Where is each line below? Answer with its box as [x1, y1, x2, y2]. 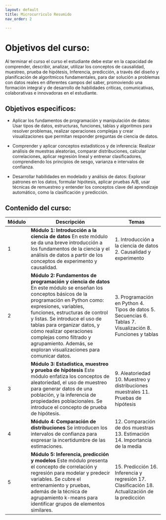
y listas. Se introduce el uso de [30, 315, 102, 322]
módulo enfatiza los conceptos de [30, 372, 110, 379]
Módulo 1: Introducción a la [30, 226, 97, 233]
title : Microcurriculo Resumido [5, 12, 72, 17]
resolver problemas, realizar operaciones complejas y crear [12, 128, 134, 134]
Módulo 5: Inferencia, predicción [30, 451, 109, 458]
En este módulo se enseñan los [30, 284, 103, 291]
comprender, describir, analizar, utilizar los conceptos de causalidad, [5, 64, 145, 70]
